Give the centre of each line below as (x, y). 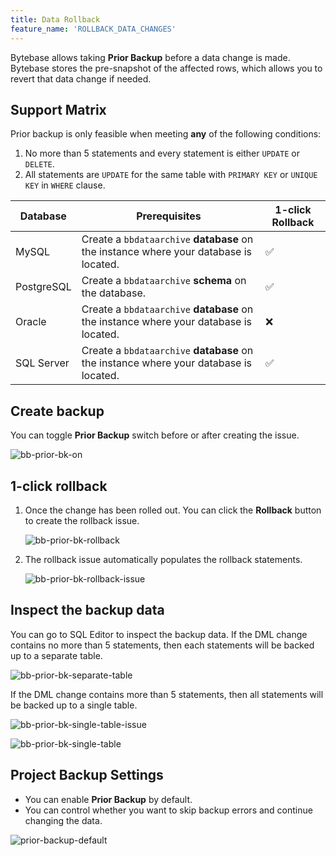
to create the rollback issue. (82, 520)
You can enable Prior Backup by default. (108, 799)
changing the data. (63, 820)
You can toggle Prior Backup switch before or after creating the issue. (155, 435)
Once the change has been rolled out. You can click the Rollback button (173, 510)
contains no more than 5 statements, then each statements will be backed (162, 645)
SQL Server (42, 363)
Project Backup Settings (87, 775)
